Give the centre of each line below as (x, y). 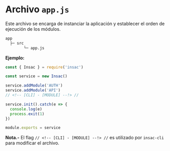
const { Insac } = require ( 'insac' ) (44, 67)
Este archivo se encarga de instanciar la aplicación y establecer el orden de (85, 24)
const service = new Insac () (36, 76)
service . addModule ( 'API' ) (33, 91)
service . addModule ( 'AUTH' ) (34, 85)
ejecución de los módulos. (33, 29)
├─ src (17, 43)
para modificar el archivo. (33, 143)
